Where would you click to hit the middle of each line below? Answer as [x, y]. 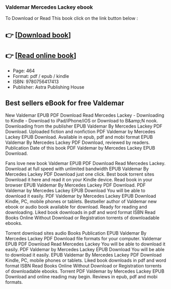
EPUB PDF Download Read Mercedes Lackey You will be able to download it [86, 244]
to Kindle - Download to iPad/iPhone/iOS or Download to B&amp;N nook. [82, 121]
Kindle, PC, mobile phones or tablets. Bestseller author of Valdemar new [81, 201]
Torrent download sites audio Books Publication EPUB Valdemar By [76, 233]
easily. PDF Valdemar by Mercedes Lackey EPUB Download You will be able [85, 250]
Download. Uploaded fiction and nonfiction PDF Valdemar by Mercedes [80, 132]
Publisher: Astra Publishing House [48, 87]
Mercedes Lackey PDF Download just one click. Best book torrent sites [80, 174]
